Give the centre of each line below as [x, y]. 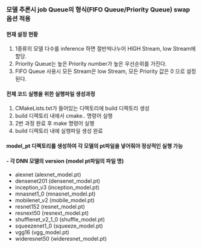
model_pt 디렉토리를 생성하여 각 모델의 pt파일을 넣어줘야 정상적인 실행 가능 [95, 145]
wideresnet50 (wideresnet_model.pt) [61, 239]
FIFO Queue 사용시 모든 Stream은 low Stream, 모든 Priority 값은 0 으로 [100, 71]
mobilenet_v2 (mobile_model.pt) [55, 200]
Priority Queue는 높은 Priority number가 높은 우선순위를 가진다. [91, 64]
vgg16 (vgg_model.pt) [42, 232]
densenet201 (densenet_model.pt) [58, 181]
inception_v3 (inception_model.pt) [57, 188]
